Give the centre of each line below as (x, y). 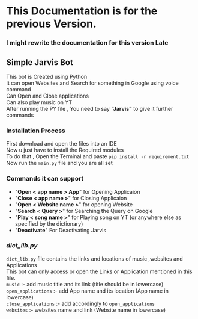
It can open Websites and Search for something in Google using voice (92, 83)
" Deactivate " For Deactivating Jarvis (61, 230)
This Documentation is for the (82, 11)
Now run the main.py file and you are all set (59, 163)
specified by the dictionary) (49, 223)
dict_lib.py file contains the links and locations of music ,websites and (94, 259)
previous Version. (52, 24)
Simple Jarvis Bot (40, 62)
